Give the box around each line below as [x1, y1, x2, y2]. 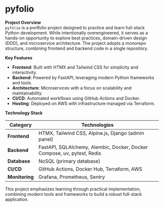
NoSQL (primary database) [38, 157, 101, 164]
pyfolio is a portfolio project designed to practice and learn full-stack [5, 24, 145, 30]
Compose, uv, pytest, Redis [38, 150, 102, 156]
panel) [38, 135, 54, 142]
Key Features [5, 55, 33, 60]
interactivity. [12, 69, 38, 75]
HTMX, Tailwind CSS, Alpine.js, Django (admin [38, 130, 144, 136]
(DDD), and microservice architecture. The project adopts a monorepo [5, 40, 146, 46]
